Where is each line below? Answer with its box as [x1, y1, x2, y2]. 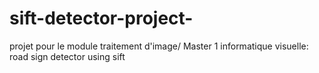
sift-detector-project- [9, 7, 194, 30]
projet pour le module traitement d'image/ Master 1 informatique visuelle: [9, 40, 309, 52]
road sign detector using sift [9, 50, 126, 62]
